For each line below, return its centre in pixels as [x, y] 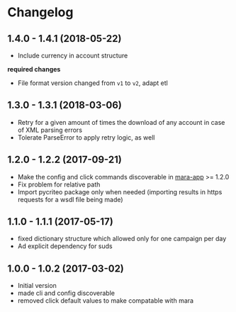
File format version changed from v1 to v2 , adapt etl [93, 83]
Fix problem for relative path [59, 184]
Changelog [40, 12]
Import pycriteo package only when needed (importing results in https [120, 191]
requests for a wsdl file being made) [70, 199]
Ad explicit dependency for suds [65, 246]
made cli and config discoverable [66, 293]
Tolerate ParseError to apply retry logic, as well [86, 137]
